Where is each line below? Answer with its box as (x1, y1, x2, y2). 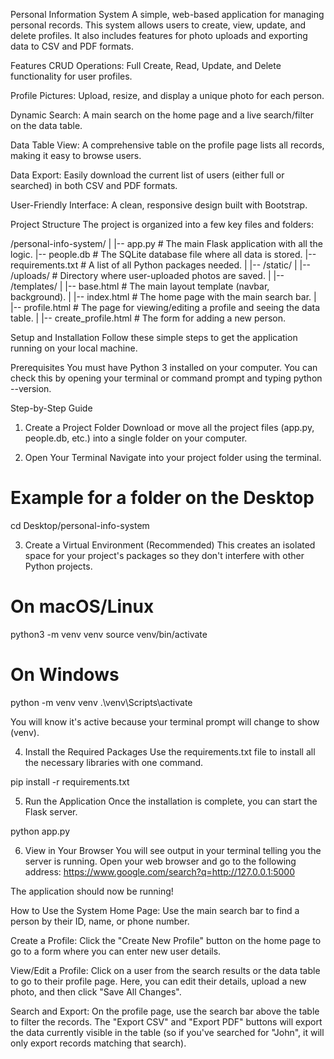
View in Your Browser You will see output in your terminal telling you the (24, 844, 322, 856)
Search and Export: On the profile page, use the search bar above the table (10, 1005, 320, 1017)
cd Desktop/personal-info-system (10, 519, 150, 531)
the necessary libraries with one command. (24, 756, 204, 768)
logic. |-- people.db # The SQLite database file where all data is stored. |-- (10, 249, 317, 260)
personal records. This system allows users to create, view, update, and (10, 19, 306, 31)
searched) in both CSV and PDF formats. (10, 180, 178, 191)
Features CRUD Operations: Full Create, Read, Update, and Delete (10, 60, 282, 71)
